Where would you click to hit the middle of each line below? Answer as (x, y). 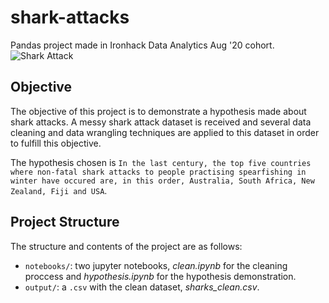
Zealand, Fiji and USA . (59, 190)
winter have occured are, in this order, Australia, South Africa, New (162, 181)
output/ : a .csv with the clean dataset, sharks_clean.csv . (142, 287)
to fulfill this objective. (56, 143)
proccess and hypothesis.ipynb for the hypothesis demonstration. (160, 276)
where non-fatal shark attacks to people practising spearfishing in (158, 172)
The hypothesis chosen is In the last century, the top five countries (161, 162)
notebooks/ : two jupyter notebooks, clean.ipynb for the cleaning (156, 265)
